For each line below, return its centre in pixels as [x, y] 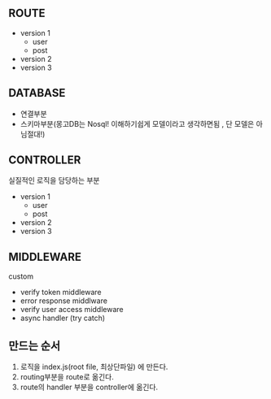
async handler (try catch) [63, 318]
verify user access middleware [72, 310]
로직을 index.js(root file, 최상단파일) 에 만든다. [94, 367]
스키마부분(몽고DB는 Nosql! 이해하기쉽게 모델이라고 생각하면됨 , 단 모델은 [137, 124]
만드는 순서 [35, 346]
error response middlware [64, 301]
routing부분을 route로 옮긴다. [67, 377]
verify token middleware [61, 293]
